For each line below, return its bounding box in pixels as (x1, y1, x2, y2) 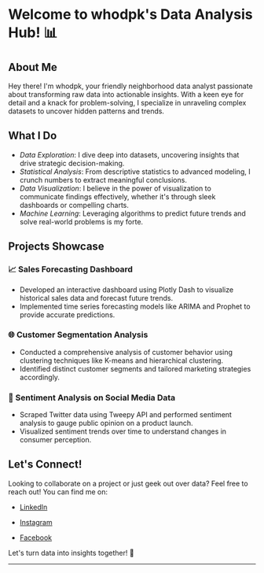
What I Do (8, 129, 57, 142)
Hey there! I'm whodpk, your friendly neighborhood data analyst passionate (8, 81, 253, 91)
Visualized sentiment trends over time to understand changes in (19, 427, 226, 436)
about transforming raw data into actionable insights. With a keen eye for (8, 90, 244, 99)
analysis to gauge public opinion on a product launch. (19, 419, 194, 428)
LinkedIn (19, 502, 48, 512)
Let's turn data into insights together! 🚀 (8, 548, 135, 557)
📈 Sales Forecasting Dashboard (8, 264, 134, 275)
